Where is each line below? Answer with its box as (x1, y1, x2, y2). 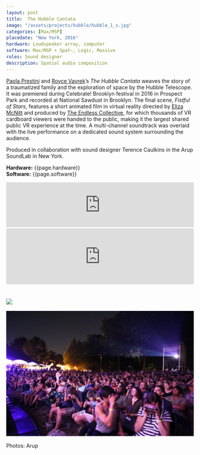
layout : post (6, 10, 39, 16)
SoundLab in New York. (6, 152, 64, 160)
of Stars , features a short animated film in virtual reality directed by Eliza (6, 102, 183, 110)
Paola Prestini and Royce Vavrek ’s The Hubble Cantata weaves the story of (6, 77, 190, 84)
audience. (6, 135, 31, 142)
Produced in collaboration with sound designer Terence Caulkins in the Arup (6, 146, 193, 153)
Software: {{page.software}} (6, 170, 77, 178)
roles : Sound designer (6, 54, 62, 60)
